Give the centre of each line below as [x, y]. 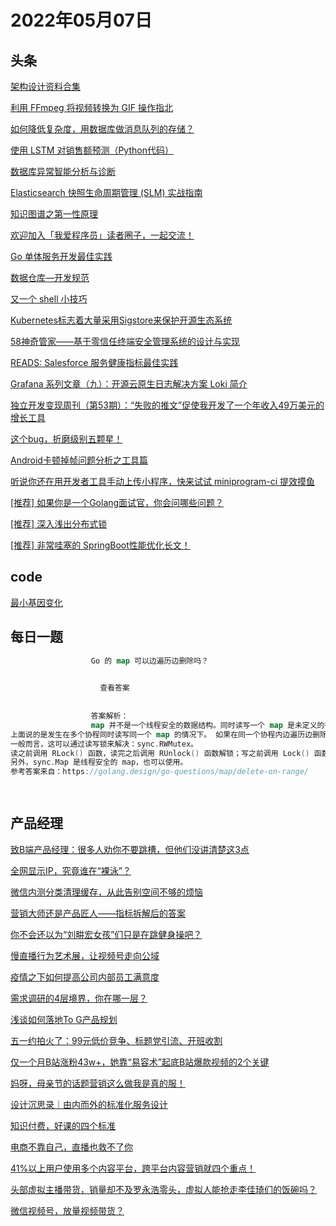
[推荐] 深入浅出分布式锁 [59, 524]
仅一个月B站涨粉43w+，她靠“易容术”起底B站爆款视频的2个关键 [140, 1062]
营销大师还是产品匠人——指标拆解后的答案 [98, 913]
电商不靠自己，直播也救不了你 [71, 1147]
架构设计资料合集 [45, 86]
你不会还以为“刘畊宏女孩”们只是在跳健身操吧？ [106, 934]
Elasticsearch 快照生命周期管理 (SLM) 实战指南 [106, 192]
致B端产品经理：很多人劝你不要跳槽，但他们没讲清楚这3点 [130, 849]
